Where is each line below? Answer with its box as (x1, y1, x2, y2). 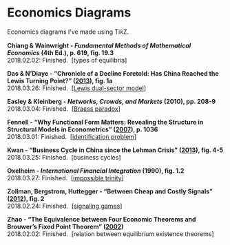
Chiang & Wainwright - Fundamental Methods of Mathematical (7, 41, 191, 50)
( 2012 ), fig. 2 (7, 194, 45, 202)
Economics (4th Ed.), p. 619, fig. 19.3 (7, 48, 114, 56)
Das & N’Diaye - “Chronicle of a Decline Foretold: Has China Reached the (7, 69, 219, 77)
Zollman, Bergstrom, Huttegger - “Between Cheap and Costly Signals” (7, 187, 213, 195)
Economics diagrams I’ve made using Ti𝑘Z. (7, 28, 129, 36)
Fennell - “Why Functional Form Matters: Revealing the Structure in (7, 118, 204, 126)
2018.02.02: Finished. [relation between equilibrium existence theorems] (7, 229, 215, 238)
